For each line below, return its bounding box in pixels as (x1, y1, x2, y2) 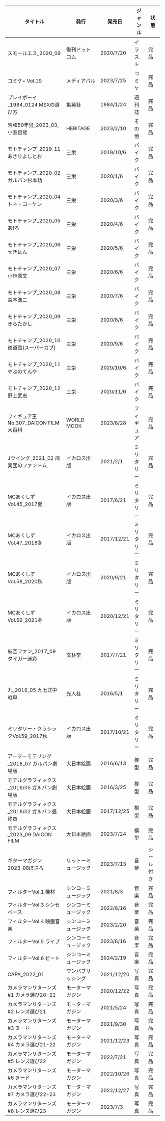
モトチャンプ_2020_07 (7, 265, 61, 272)
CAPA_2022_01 (7, 971, 45, 978)
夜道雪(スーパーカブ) (7, 345, 56, 351)
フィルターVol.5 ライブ (7, 938, 60, 945)
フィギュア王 (7, 413, 37, 420)
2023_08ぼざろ (7, 865, 44, 871)
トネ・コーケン (7, 201, 42, 208)
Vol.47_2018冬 (7, 539, 43, 546)
